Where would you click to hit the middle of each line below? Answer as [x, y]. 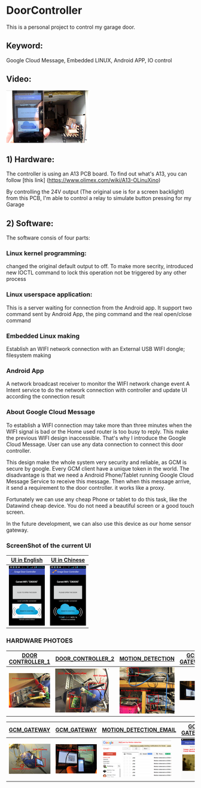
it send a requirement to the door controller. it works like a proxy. [86, 487]
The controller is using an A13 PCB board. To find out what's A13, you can [97, 174]
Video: [19, 79]
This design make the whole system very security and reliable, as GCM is [97, 462]
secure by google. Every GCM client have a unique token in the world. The [98, 468]
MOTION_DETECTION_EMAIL [139, 730]
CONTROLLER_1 [30, 662]
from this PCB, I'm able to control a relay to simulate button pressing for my [99, 198]
